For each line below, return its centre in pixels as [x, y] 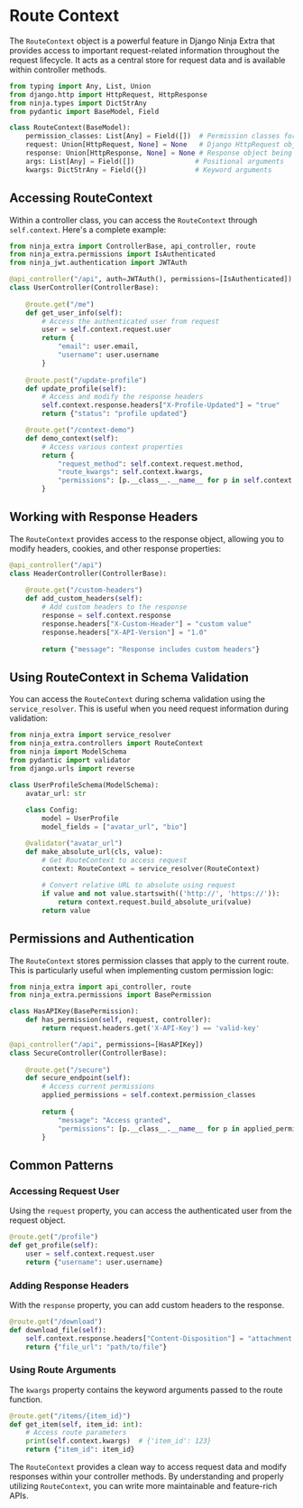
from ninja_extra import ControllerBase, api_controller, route [133, 246]
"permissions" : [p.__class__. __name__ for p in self [158, 480]
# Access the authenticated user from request [131, 321]
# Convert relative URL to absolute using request [139, 886]
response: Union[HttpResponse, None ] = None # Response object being [159, 153]
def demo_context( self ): [72, 438]
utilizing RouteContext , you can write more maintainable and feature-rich [143, 1486]
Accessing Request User [64, 1190]
